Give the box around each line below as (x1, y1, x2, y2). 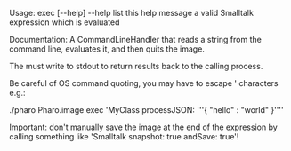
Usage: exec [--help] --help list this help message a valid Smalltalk (9, 8, 254, 18)
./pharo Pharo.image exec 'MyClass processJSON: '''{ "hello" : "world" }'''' (9, 105, 284, 115)
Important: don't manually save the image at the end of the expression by (9, 122, 278, 132)
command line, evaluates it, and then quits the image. (9, 44, 205, 54)
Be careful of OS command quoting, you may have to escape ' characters (9, 78, 279, 88)
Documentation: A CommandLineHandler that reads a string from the (9, 35, 263, 44)
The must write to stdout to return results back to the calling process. (9, 61, 263, 71)
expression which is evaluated (9, 17, 120, 28)
